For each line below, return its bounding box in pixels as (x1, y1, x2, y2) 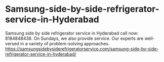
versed (5, 40, 20, 46)
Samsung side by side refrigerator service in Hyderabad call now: (5, 30, 139, 36)
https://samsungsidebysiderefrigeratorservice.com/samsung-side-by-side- (5, 46, 159, 52)
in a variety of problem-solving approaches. (20, 40, 110, 46)
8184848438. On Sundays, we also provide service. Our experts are (5, 35, 144, 41)
